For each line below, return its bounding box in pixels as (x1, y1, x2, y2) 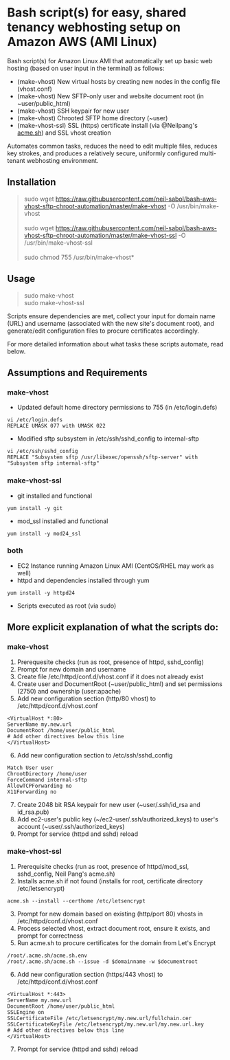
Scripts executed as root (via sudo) (16, 601, 117, 610)
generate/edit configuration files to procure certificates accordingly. (7, 327, 200, 335)
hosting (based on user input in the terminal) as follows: (7, 64, 165, 72)
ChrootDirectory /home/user (7, 770, 88, 777)
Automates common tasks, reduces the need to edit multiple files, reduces (7, 142, 218, 150)
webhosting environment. (26, 156, 99, 164)
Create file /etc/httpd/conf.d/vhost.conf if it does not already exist (16, 672, 204, 681)
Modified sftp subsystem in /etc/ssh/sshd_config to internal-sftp (16, 434, 199, 443)
